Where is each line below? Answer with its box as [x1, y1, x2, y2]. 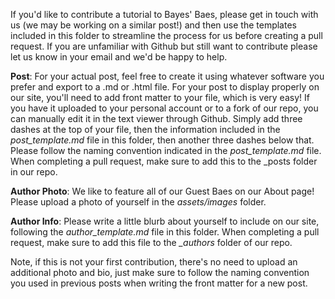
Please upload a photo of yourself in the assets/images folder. [10, 196, 267, 208]
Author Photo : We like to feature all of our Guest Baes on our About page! [10, 185, 315, 197]
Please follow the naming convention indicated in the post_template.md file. [10, 145, 322, 156]
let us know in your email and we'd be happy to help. [10, 51, 228, 63]
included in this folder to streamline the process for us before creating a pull [10, 30, 323, 41]
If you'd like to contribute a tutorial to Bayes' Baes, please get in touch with [10, 9, 319, 20]
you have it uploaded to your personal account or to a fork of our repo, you [10, 102, 319, 114]
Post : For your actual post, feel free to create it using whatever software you [10, 70, 325, 82]
